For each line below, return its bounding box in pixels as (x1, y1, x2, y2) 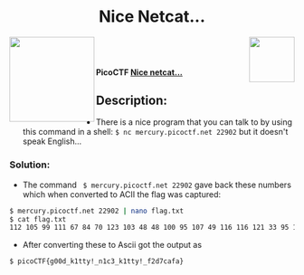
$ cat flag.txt (9, 214, 67, 223)
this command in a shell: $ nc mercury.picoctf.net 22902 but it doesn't (22, 127, 289, 137)
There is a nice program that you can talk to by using (96, 117, 292, 128)
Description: (96, 92, 167, 108)
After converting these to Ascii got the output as (22, 240, 202, 251)
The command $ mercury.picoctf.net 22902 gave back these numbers (22, 179, 292, 190)
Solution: (9, 158, 51, 171)
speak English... (22, 136, 82, 147)
